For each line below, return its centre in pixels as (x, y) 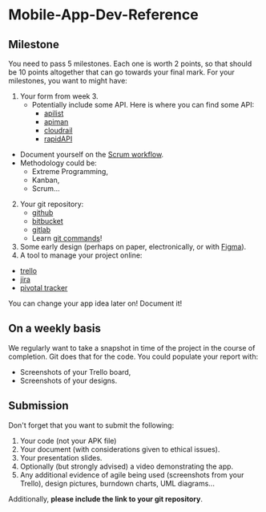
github (42, 213)
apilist (54, 113)
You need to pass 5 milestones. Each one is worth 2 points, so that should (130, 63)
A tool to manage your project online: (81, 255)
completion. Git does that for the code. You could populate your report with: (133, 356)
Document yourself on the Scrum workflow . (92, 154)
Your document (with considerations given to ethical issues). (120, 449)
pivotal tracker (44, 288)
